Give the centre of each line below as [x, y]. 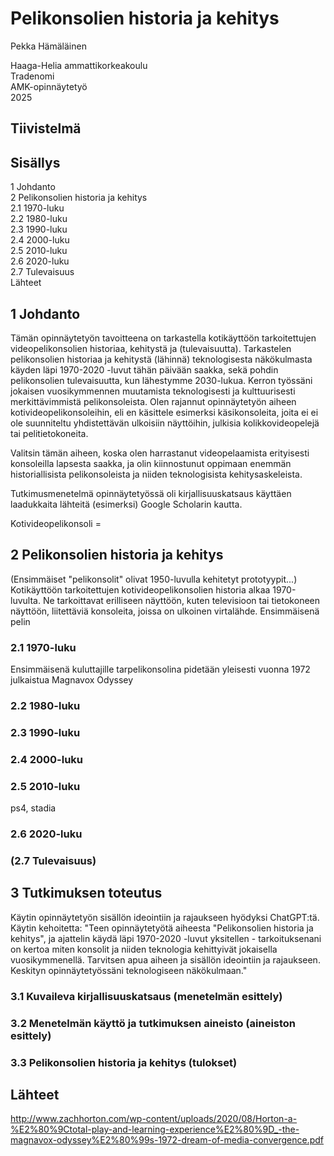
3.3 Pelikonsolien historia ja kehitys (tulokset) [124, 1062]
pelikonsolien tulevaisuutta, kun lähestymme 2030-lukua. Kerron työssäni [161, 380]
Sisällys [35, 162]
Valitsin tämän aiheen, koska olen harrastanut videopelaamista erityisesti [160, 453]
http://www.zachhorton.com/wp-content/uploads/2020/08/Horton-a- [154, 1119]
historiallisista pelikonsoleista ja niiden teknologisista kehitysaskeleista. [156, 474]
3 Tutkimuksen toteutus [86, 893]
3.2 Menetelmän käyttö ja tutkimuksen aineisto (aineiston [153, 1023]
